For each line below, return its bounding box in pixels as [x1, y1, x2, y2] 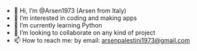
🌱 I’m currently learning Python [13, 21, 102, 29]
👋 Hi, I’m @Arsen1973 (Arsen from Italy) [13, 7, 126, 14]
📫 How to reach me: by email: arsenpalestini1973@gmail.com [13, 37, 190, 44]
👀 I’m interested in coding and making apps [13, 14, 137, 22]
